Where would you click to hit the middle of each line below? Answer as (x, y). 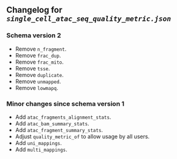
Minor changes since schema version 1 (65, 103)
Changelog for (34, 10)
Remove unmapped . (38, 81)
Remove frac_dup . (38, 55)
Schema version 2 (34, 35)
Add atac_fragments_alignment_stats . (63, 117)
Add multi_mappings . (41, 149)
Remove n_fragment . (41, 49)
